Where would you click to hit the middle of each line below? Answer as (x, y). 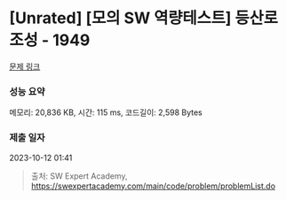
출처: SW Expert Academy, (79, 176)
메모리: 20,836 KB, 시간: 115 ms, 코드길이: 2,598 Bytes (106, 112)
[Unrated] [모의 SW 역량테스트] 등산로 (143, 18)
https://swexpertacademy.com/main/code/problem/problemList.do (153, 186)
